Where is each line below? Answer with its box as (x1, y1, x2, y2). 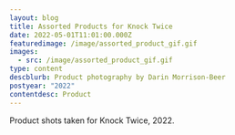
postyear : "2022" (9, 81, 76, 90)
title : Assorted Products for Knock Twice (9, 22, 173, 31)
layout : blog (9, 13, 59, 23)
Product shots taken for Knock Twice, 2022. (9, 115, 175, 126)
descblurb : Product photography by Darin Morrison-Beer (9, 73, 226, 82)
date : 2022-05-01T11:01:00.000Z (9, 30, 132, 39)
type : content (9, 65, 64, 74)
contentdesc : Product (9, 89, 92, 99)
